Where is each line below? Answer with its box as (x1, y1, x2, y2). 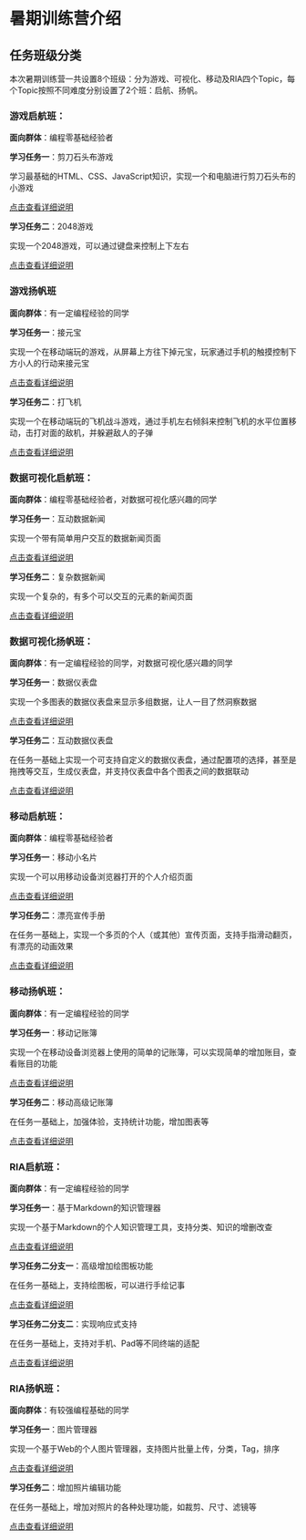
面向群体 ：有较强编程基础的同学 (9, 1405, 129, 1416)
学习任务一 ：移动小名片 (9, 852, 97, 863)
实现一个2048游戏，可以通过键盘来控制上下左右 (9, 241, 189, 252)
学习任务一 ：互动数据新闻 (9, 512, 106, 524)
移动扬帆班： (9, 986, 66, 998)
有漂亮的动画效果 (9, 941, 74, 952)
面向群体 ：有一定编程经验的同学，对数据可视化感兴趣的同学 (9, 657, 233, 668)
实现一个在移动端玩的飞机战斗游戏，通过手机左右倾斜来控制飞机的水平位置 (9, 416, 289, 427)
